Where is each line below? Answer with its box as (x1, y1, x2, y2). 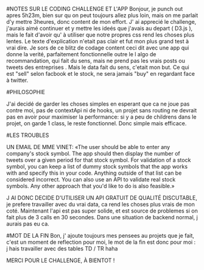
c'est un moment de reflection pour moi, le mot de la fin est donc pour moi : (6, 238, 196, 246)
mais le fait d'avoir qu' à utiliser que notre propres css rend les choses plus (6, 31, 195, 38)
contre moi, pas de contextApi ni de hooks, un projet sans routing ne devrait (6, 107, 197, 114)
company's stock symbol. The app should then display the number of (6, 150, 181, 157)
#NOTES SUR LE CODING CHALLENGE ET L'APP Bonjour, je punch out (6, 5, 183, 12)
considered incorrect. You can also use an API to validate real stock (6, 176, 176, 183)
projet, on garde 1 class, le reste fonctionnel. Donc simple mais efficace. (6, 120, 187, 127)
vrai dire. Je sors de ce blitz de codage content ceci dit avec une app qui (6, 44, 189, 51)
